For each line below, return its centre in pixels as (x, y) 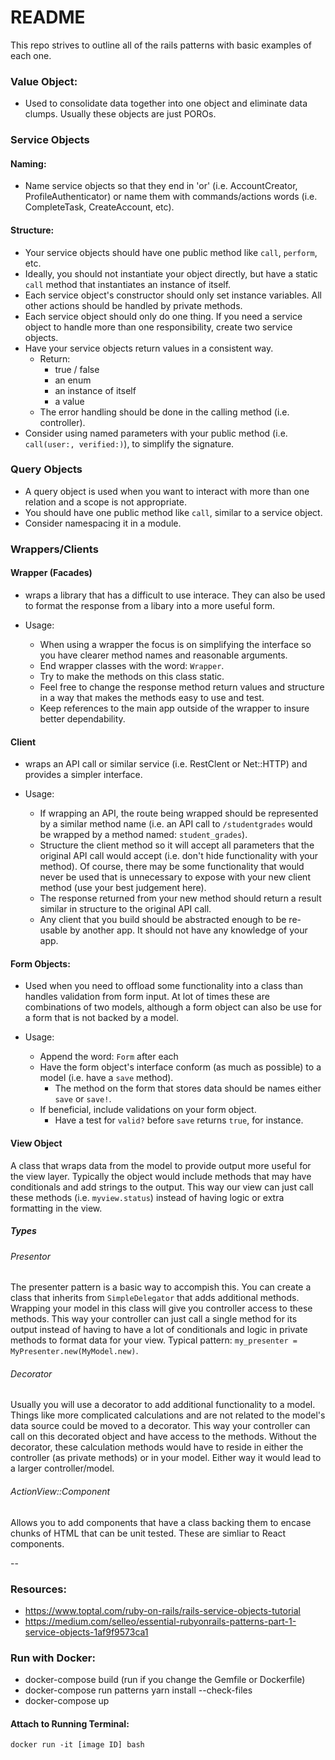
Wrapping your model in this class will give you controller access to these (161, 1308)
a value (69, 401)
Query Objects (46, 469)
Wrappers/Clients (54, 549)
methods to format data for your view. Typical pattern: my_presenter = (154, 1340)
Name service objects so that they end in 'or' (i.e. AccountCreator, (161, 186)
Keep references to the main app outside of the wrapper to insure (174, 708)
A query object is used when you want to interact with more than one (167, 491)
